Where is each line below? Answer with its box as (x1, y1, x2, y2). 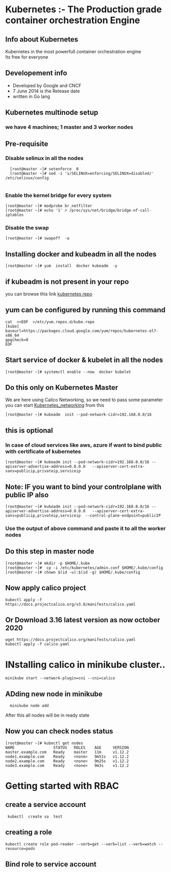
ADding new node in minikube (5, 689, 103, 698)
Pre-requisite (5, 140, 48, 148)
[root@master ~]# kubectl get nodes (5, 740, 83, 746)
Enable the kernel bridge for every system (5, 191, 112, 199)
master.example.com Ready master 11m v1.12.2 (5, 749, 129, 755)
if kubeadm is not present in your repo (5, 277, 129, 286)
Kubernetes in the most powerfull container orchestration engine (5, 49, 141, 54)
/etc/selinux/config (5, 175, 50, 181)
